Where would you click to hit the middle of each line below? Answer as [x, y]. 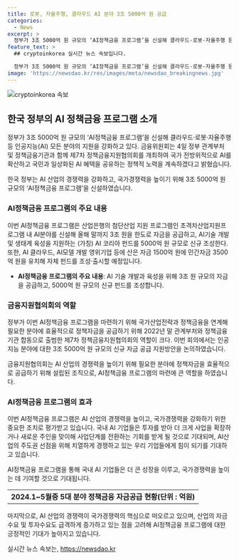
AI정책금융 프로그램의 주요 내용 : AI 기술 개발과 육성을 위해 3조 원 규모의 [116, 276]
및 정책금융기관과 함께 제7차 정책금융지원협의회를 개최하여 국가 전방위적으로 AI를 [119, 155]
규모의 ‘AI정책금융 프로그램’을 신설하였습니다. [70, 188]
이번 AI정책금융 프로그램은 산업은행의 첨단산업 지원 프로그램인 [93, 225]
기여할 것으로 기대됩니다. [57, 479]
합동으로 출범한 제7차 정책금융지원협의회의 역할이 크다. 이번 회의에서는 [118, 340]
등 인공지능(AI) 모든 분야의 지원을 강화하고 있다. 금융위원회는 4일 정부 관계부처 [116, 146]
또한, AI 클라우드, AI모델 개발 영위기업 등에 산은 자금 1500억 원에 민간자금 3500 [118, 252]
